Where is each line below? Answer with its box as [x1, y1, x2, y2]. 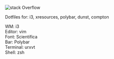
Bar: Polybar [5, 39, 30, 45]
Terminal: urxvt [5, 44, 35, 50]
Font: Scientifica [5, 34, 38, 39]
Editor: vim [5, 29, 27, 34]
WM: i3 [5, 23, 19, 29]
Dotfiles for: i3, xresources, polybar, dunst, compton [5, 14, 109, 20]
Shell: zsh [5, 49, 25, 55]
